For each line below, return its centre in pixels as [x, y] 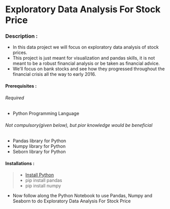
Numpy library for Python [39, 146]
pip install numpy [43, 186]
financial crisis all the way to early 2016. [54, 74]
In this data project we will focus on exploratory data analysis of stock [86, 47]
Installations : [20, 164]
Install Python [40, 175]
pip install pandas [44, 180]
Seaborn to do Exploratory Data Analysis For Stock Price [72, 201]
